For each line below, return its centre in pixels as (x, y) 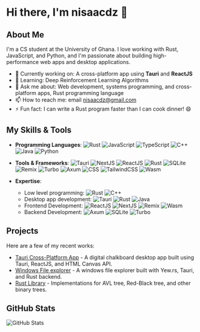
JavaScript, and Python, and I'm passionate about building (79, 56)
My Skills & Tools (39, 130)
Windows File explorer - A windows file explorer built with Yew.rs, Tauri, (105, 270)
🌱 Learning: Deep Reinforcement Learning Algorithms (82, 80)
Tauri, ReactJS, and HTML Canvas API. (64, 264)
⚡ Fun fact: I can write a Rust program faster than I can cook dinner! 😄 (103, 109)
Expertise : (28, 181)
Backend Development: (53, 212)
